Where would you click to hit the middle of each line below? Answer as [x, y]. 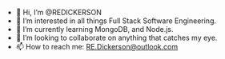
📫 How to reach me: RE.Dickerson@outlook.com [97, 47]
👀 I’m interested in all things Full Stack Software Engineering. [116, 21]
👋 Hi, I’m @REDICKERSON [59, 12]
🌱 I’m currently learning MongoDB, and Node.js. [94, 29]
